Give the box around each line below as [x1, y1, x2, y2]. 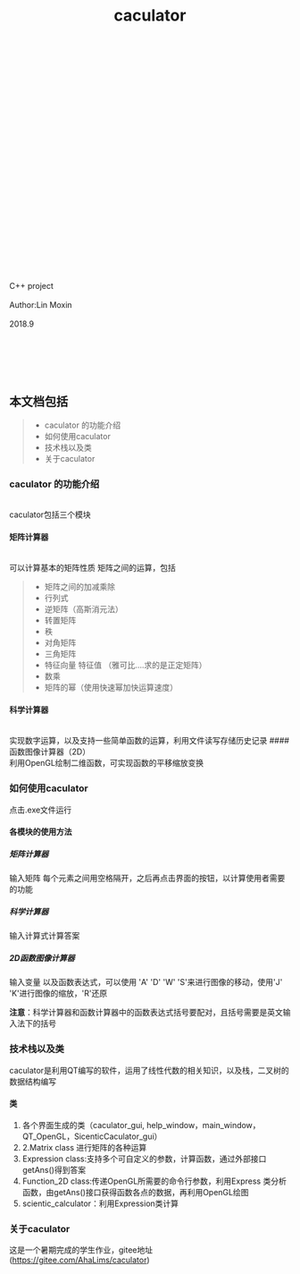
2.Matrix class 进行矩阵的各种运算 [21, 1142, 147, 1152]
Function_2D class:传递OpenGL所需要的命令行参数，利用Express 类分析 [21, 1176, 287, 1186]
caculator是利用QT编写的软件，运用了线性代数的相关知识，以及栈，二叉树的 [9, 1065, 289, 1075]
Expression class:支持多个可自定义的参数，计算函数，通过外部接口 [21, 1153, 267, 1164]
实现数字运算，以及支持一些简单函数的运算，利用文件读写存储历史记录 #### [9, 735, 290, 746]
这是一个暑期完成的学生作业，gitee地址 [9, 1244, 154, 1255]
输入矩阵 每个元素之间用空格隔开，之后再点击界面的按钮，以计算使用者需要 [9, 873, 286, 884]
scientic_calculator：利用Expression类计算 [21, 1198, 179, 1209]
